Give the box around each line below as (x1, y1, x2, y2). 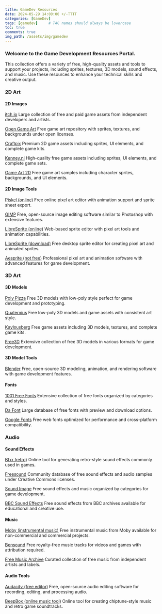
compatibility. (5, 422, 32, 428)
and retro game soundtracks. (5, 603, 63, 609)
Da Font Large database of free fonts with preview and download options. (5, 407, 152, 413)
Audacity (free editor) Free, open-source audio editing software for (5, 583, 139, 589)
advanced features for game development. (5, 260, 91, 266)
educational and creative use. (5, 505, 65, 512)
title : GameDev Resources (5, 7, 57, 12)
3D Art (5, 272, 21, 279)
